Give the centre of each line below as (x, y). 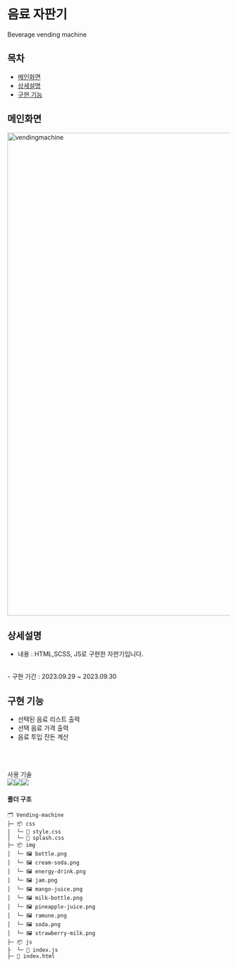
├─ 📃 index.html (31, 956)
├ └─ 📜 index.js (33, 950)
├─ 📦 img (22, 845)
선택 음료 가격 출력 (43, 728)
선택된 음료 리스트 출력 (49, 719)
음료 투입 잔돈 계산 (43, 737)
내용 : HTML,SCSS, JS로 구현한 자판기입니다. (80, 654)
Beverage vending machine (47, 34)
